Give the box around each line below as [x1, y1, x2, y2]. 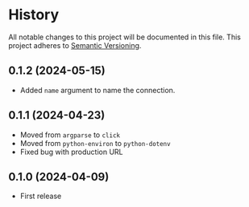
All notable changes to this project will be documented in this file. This [8, 32, 242, 42]
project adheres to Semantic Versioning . [8, 40, 142, 50]
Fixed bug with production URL [19, 147, 123, 156]
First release [19, 191, 62, 201]
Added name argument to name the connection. [19, 85, 176, 95]
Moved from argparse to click [19, 130, 121, 140]
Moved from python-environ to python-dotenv [19, 138, 171, 148]
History [8, 6, 60, 24]
